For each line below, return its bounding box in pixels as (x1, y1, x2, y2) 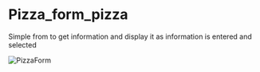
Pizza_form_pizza (8, 6, 129, 24)
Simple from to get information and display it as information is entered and (8, 32, 253, 41)
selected (8, 40, 37, 49)
